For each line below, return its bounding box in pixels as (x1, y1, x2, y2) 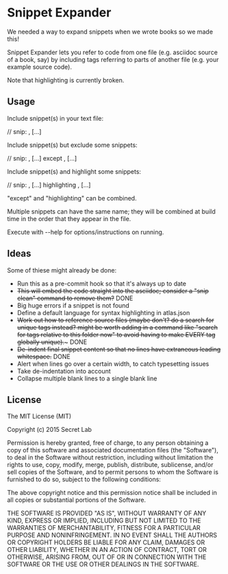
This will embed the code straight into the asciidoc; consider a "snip (16, 286, 209, 295)
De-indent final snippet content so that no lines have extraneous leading (16, 345, 221, 353)
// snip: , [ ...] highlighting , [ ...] (7, 181, 91, 189)
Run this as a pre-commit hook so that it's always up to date (16, 279, 187, 288)
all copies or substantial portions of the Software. (7, 496, 146, 504)
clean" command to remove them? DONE (16, 294, 134, 302)
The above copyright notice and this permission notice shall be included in (7, 489, 217, 497)
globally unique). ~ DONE (16, 338, 88, 346)
